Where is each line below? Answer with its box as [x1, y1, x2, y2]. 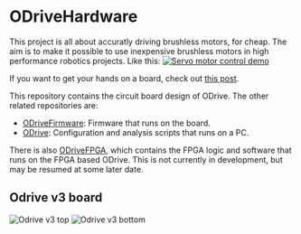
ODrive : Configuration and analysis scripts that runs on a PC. [22, 126, 249, 137]
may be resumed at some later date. [9, 164, 144, 174]
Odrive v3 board [9, 190, 103, 205]
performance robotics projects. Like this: [9, 55, 161, 66]
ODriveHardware [9, 6, 138, 27]
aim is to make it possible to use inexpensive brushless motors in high [9, 45, 269, 56]
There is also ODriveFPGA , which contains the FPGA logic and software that [9, 145, 292, 155]
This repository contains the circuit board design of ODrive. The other [9, 90, 269, 101]
